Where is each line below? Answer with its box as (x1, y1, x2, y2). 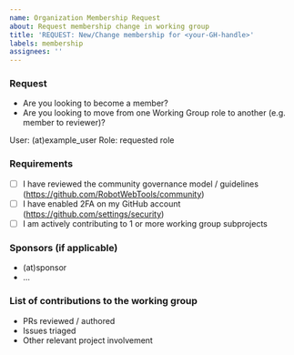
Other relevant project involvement (22, 334, 153, 346)
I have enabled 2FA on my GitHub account (22, 198, 181, 209)
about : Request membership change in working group (9, 22, 209, 31)
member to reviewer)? (22, 117, 106, 128)
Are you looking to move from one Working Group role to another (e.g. (22, 107, 287, 118)
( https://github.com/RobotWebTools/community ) (22, 188, 205, 199)
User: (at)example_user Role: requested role (9, 135, 175, 146)
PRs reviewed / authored (22, 315, 116, 326)
